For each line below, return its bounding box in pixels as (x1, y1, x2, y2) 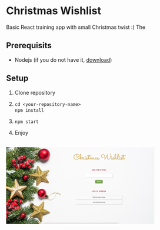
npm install (14, 107, 44, 113)
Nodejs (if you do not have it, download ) (14, 56, 112, 63)
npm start (14, 119, 39, 125)
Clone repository (14, 89, 56, 96)
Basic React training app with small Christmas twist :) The (6, 24, 146, 31)
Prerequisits (6, 41, 52, 51)
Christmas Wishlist (6, 4, 102, 18)
